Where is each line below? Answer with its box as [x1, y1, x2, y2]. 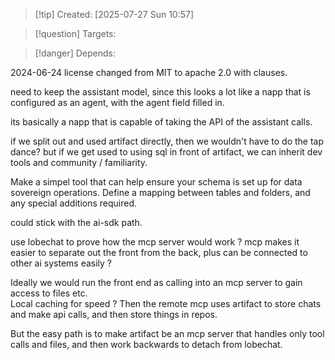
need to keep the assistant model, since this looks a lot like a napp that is [10, 86, 311, 98]
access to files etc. [10, 287, 88, 299]
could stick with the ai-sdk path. [10, 217, 143, 228]
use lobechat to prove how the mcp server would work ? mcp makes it [10, 236, 300, 248]
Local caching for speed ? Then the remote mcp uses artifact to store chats [10, 298, 322, 309]
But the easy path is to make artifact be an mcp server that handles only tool [10, 328, 325, 339]
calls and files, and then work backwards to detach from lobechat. [10, 339, 283, 350]
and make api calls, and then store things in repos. [10, 309, 218, 320]
